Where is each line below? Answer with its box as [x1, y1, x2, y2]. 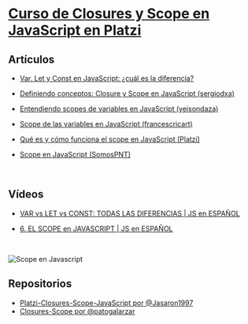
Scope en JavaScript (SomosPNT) [19, 150, 131, 159]
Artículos [8, 53, 55, 66]
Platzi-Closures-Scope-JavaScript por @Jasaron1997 [19, 298, 194, 307]
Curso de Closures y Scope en [8, 5, 210, 23]
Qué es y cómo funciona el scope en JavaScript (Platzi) [19, 134, 201, 144]
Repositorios [8, 277, 72, 291]
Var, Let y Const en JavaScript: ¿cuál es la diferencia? [19, 74, 194, 83]
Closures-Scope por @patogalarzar [19, 306, 135, 315]
